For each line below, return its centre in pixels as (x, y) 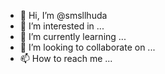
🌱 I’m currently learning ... (73, 36)
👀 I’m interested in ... (62, 26)
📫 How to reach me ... (66, 58)
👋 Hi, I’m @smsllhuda (63, 15)
